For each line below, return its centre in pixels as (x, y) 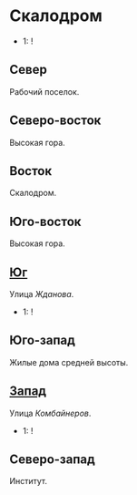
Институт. (29, 481)
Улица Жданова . (42, 294)
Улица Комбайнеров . (50, 413)
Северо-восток (55, 121)
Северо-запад (52, 460)
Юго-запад (42, 340)
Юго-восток (45, 221)
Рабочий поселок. (44, 91)
